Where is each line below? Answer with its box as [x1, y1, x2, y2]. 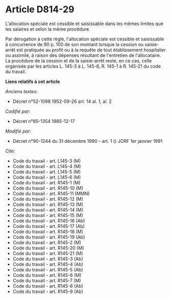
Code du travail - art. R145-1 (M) [12, 179, 81, 185]
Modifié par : [5, 128, 32, 134]
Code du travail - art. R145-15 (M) [12, 212, 83, 218]
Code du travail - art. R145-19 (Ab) [12, 234, 85, 240]
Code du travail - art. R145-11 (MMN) [12, 190, 90, 197]
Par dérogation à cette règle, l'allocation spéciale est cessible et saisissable [5, 36, 164, 42]
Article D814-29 [5, 4, 75, 15]
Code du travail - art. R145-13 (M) [12, 201, 83, 207]
